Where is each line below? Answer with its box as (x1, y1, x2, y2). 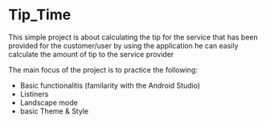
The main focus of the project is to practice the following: (8, 64, 198, 74)
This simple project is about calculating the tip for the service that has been (8, 32, 259, 42)
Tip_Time (8, 6, 72, 24)
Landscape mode (19, 97, 78, 107)
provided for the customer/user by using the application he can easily (8, 40, 239, 50)
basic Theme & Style (19, 106, 89, 116)
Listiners (19, 89, 49, 98)
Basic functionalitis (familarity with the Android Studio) (19, 81, 201, 90)
